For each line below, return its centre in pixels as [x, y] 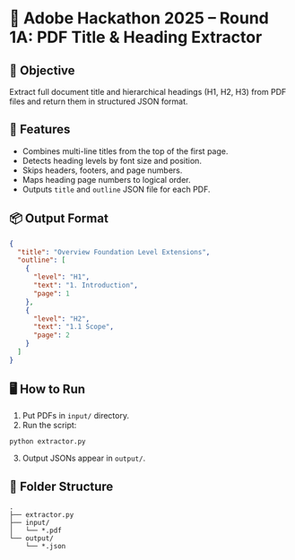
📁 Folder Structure [61, 486]
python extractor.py [48, 441]
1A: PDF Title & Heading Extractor [136, 37]
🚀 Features [40, 129]
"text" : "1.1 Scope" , [74, 327]
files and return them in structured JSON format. [99, 101]
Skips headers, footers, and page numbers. [102, 170]
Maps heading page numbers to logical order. [106, 179]
